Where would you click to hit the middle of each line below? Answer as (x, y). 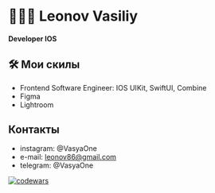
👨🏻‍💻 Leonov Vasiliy (73, 16)
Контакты (34, 129)
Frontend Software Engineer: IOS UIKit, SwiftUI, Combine (113, 87)
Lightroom (37, 104)
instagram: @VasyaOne (58, 149)
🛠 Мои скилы (44, 65)
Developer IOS (33, 38)
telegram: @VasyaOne (57, 165)
